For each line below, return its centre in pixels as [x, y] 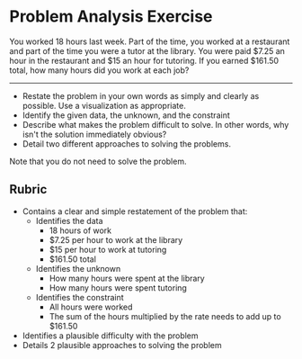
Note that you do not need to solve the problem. [98, 161]
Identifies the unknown [78, 268]
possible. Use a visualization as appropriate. [104, 105]
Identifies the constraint [80, 297]
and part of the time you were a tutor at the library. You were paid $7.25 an [147, 50]
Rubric [28, 189]
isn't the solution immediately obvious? [94, 134]
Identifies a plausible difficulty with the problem [111, 336]
